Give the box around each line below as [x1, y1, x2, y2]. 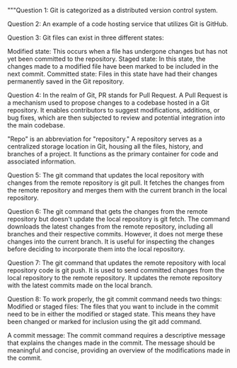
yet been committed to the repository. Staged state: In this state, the [7, 54, 206, 63]
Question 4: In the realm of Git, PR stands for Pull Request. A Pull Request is [7, 91, 229, 99]
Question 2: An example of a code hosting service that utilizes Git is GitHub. [7, 20, 229, 28]
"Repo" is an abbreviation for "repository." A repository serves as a [7, 134, 202, 143]
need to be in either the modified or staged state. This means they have [7, 310, 216, 318]
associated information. [7, 157, 76, 166]
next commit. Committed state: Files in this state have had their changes [7, 70, 218, 78]
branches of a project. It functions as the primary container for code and [7, 150, 219, 158]
